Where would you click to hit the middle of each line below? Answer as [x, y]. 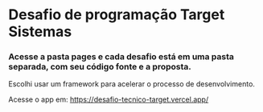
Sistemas [40, 32]
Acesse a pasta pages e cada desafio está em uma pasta [121, 57]
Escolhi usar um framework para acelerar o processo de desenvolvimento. [132, 84]
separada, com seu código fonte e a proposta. [100, 67]
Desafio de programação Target [117, 15]
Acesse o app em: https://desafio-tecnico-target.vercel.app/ [109, 100]
